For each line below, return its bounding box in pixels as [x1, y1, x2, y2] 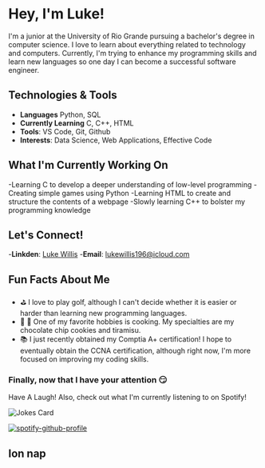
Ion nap [8, 446, 46, 460]
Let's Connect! [8, 228, 84, 242]
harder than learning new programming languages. [19, 309, 188, 318]
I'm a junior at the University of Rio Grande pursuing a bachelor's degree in [8, 31, 255, 41]
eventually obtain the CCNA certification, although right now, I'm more [19, 346, 251, 356]
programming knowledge [8, 205, 91, 214]
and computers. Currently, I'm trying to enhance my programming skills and [8, 48, 257, 58]
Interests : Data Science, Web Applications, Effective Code [19, 135, 212, 145]
